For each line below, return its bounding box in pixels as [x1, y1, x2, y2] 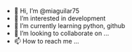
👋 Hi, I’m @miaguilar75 [13, 7, 79, 15]
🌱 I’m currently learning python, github [13, 22, 126, 30]
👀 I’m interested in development [13, 14, 106, 22]
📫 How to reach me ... [13, 37, 79, 45]
